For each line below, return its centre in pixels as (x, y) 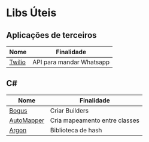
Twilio (17, 62)
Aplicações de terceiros (51, 35)
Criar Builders (69, 110)
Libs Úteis (31, 13)
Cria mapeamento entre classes (95, 120)
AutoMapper (27, 120)
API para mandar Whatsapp (71, 62)
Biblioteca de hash (76, 130)
